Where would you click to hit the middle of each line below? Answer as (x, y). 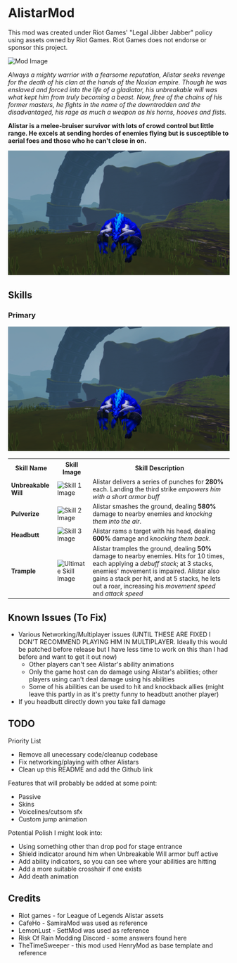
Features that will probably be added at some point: (83, 783)
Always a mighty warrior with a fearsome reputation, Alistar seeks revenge (117, 75)
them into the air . (117, 522)
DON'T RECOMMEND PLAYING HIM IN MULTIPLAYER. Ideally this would (123, 642)
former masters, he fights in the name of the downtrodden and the (104, 104)
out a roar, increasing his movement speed (154, 586)
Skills (20, 295)
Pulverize (25, 514)
